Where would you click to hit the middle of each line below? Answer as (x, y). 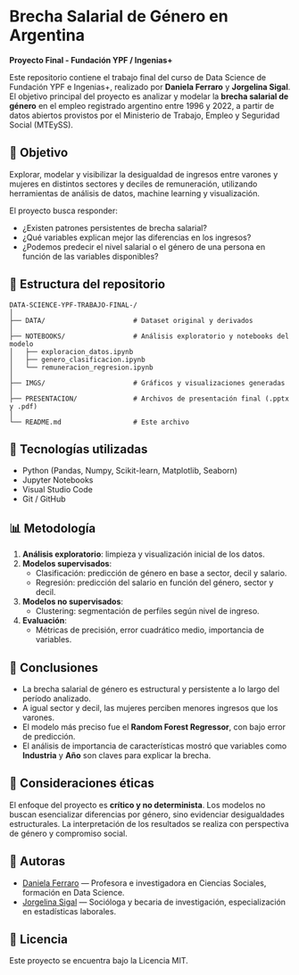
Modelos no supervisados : (72, 602)
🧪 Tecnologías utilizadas (79, 449)
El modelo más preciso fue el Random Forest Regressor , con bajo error (154, 727)
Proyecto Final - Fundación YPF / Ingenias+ (91, 60)
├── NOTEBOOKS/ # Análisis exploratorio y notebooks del (149, 336)
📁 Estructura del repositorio (87, 284)
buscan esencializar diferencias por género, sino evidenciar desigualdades (147, 814)
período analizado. (56, 698)
